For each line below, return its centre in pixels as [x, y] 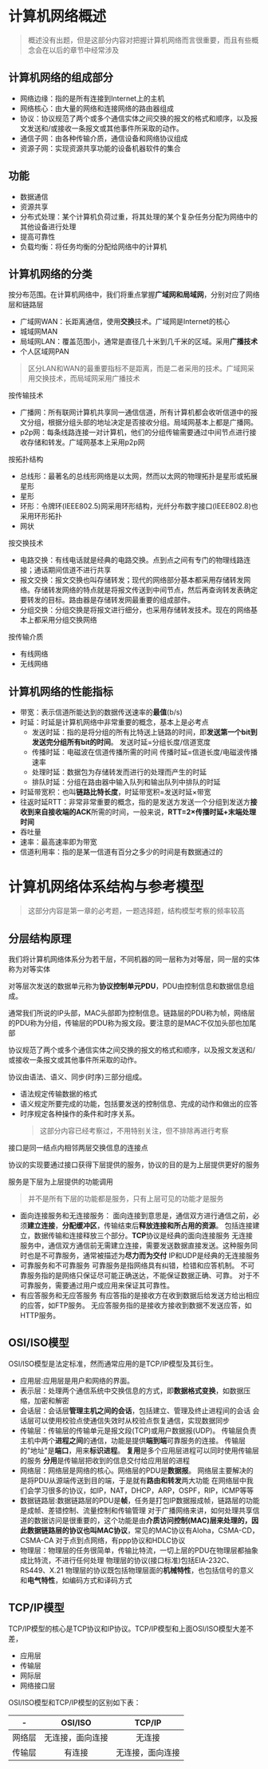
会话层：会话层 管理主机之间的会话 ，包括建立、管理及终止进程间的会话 [135, 1411]
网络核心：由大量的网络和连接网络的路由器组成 [97, 108]
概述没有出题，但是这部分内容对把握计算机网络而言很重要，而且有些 [140, 40]
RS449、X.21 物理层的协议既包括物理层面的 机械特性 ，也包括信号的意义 [137, 1570]
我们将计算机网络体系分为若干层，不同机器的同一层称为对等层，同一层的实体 [134, 959]
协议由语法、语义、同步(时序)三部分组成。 [77, 1076]
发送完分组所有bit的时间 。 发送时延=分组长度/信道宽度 [121, 742]
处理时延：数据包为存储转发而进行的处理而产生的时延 [119, 772]
